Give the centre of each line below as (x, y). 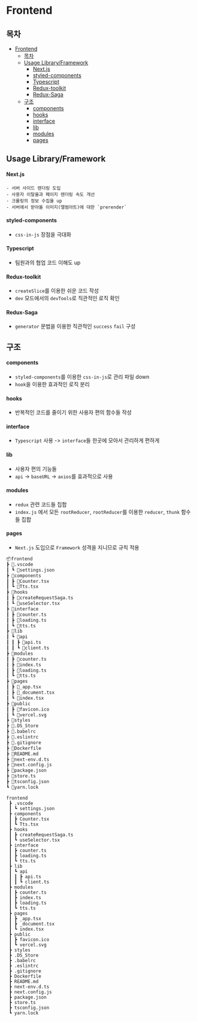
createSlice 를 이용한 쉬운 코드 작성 (57, 291)
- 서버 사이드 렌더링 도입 (34, 188)
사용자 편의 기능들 (36, 468)
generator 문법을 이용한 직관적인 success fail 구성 (75, 326)
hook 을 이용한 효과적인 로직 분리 (52, 384)
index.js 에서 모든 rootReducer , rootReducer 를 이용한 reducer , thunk (97, 512)
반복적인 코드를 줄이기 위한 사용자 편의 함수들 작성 (73, 412)
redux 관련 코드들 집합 (41, 504)
